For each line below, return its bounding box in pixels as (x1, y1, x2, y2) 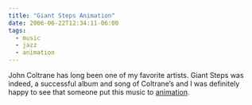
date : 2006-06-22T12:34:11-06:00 (8, 19, 119, 27)
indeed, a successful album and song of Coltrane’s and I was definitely (8, 79, 240, 88)
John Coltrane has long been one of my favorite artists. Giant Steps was (8, 71, 244, 80)
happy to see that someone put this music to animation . (8, 87, 190, 96)
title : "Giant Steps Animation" (8, 11, 115, 20)
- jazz (15, 41, 37, 49)
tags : (8, 26, 26, 34)
